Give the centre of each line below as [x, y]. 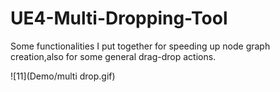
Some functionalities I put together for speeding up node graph [140, 46]
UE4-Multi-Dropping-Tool [119, 18]
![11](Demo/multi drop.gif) [63, 76]
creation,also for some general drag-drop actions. [113, 56]
